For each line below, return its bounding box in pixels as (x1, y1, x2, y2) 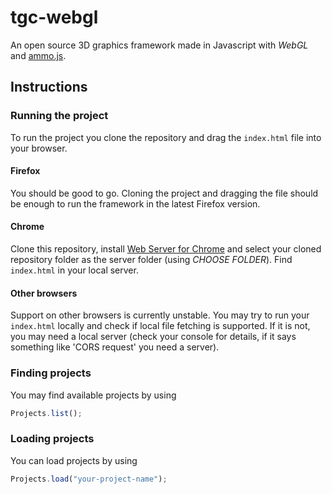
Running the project (10, 109, 109, 123)
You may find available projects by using (10, 389, 177, 401)
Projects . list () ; (10, 408, 83, 418)
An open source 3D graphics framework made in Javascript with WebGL (10, 39, 309, 51)
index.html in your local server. (10, 264, 139, 276)
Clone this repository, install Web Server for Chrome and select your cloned (10, 243, 322, 255)
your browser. (10, 142, 68, 154)
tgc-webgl (10, 6, 99, 29)
